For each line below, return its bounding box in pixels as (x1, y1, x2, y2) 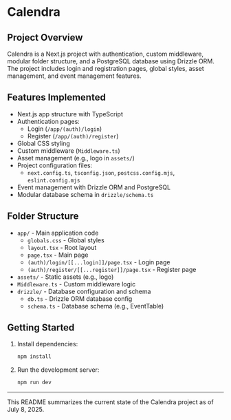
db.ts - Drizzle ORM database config (27, 294, 133, 303)
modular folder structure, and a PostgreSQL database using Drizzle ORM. (7, 57, 214, 65)
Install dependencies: (16, 340, 78, 348)
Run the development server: (16, 366, 100, 374)
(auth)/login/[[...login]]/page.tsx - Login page (27, 258, 170, 266)
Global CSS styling (16, 139, 70, 147)
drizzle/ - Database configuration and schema (16, 287, 151, 295)
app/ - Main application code (16, 229, 99, 237)
